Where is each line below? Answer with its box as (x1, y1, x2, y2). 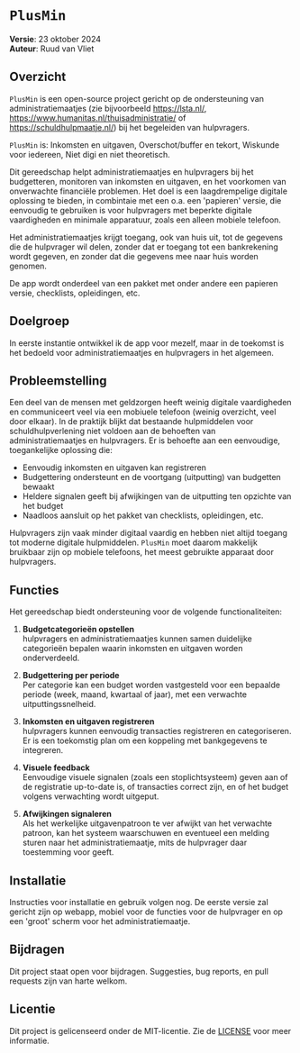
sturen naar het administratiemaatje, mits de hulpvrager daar (22, 837, 248, 849)
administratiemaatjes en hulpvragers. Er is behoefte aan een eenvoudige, (9, 435, 281, 446)
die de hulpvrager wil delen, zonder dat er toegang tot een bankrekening (9, 241, 279, 252)
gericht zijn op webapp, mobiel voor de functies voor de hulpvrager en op (9, 906, 284, 917)
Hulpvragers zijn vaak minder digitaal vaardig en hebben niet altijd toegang (9, 528, 288, 539)
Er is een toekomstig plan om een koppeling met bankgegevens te (22, 735, 268, 746)
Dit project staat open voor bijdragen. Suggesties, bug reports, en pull (9, 966, 268, 976)
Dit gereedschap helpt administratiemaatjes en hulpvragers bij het (9, 166, 254, 177)
